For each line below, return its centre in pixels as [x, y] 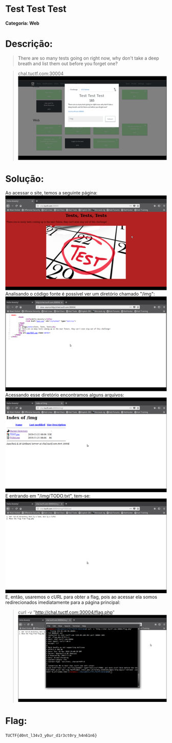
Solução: [25, 179]
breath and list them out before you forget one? [68, 63]
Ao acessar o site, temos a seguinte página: [51, 193]
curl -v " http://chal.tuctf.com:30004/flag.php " [66, 612]
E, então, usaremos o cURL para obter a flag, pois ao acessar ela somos [81, 597]
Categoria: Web [22, 23]
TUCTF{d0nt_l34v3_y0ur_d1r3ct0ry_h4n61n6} [51, 736]
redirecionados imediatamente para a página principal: [63, 602]
